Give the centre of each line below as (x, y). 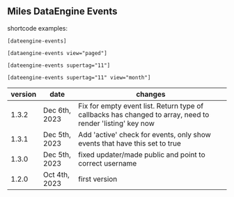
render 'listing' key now (117, 123)
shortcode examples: (38, 28)
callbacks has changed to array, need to (144, 114)
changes (150, 94)
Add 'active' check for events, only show (145, 134)
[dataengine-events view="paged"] (57, 53)
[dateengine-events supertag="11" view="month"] (79, 77)
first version (98, 179)
